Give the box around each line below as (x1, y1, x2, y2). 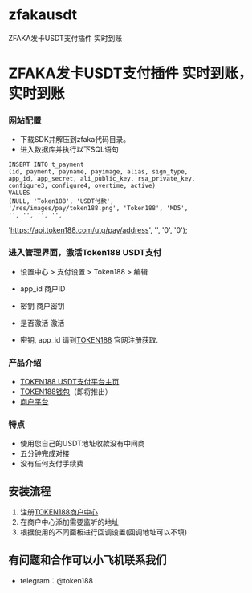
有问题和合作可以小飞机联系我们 (8, 553, 167, 567)
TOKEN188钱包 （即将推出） (19, 387, 112, 396)
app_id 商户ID (19, 283, 66, 294)
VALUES (8, 189, 30, 197)
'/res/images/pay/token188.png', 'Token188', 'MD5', (8, 205, 189, 213)
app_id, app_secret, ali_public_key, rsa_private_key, (8, 175, 196, 183)
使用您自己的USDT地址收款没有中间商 (19, 439, 145, 449)
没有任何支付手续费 (19, 459, 84, 469)
